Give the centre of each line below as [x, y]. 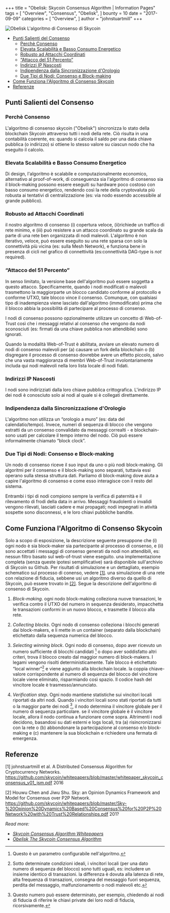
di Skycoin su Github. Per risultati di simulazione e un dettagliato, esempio [82, 567]
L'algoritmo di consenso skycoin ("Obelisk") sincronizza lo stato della [77, 128]
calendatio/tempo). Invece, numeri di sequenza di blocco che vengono [79, 425]
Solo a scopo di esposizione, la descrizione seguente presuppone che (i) [81, 541]
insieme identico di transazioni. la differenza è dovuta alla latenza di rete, [88, 874]
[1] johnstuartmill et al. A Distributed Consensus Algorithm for [69, 767]
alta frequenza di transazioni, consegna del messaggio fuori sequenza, [87, 880]
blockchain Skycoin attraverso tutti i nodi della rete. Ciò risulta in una [77, 133]
